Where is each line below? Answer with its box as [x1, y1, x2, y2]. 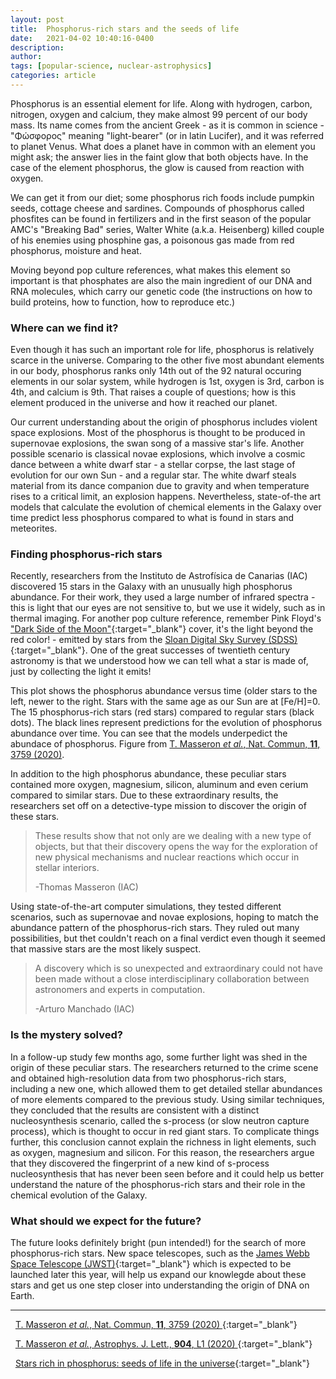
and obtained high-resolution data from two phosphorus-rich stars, [10, 1072, 287, 1084]
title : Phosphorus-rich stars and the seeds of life [10, 24, 240, 34]
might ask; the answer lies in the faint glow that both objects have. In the [10, 151, 309, 163]
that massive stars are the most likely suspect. [10, 943, 202, 955]
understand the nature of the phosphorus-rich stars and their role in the [10, 1178, 306, 1190]
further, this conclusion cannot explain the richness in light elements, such [10, 1136, 317, 1148]
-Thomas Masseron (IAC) [34, 881, 139, 893]
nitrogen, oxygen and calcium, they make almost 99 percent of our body [10, 108, 308, 120]
